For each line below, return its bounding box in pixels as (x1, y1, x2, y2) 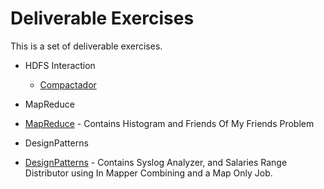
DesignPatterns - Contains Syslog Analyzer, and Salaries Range (24, 156, 288, 168)
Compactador (39, 78, 97, 91)
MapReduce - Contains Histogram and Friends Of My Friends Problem (24, 117, 315, 129)
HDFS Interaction (24, 59, 96, 71)
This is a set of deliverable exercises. (10, 40, 163, 52)
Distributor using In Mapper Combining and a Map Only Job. (24, 167, 273, 179)
